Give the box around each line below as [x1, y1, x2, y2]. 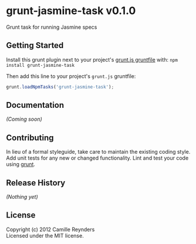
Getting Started [6, 40, 64, 50]
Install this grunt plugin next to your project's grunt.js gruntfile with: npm [6, 56, 178, 63]
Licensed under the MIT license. [6, 232, 84, 239]
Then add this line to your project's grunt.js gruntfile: [6, 72, 136, 80]
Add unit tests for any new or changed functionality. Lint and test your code [6, 154, 189, 162]
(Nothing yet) [6, 194, 38, 201]
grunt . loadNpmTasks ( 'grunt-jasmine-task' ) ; [6, 84, 114, 90]
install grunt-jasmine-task [6, 62, 75, 68]
